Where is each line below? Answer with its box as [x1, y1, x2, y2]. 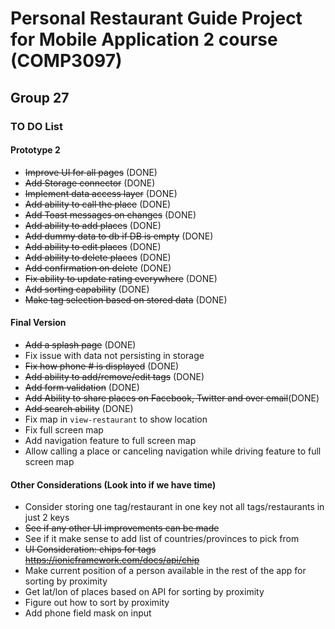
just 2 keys [24, 512, 70, 524]
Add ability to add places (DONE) [24, 219, 162, 231]
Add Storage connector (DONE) [24, 177, 156, 189]
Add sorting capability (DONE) [24, 283, 150, 295]
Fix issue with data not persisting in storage [24, 349, 205, 361]
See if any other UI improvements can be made [24, 522, 220, 534]
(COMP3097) [10, 50, 123, 72]
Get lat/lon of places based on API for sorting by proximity [24, 586, 265, 598]
